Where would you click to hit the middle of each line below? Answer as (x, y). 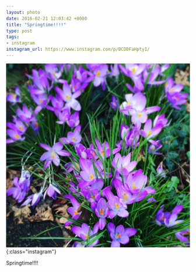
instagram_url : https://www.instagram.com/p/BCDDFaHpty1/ (78, 50)
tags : (13, 37)
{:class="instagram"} (31, 252)
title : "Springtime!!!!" (36, 25)
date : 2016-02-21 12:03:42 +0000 (47, 18)
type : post (19, 31)
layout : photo (23, 12)
